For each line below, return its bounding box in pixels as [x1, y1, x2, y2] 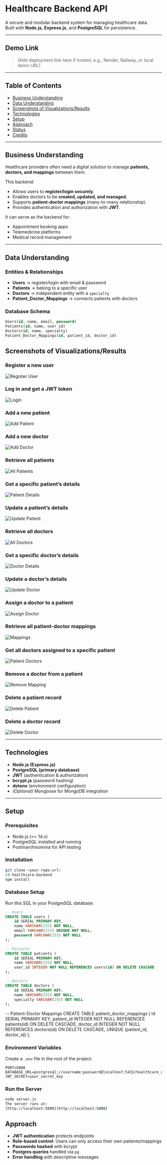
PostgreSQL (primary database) [12, 767, 80, 773]
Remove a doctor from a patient [5, 671, 83, 678]
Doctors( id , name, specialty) [5, 329, 68, 334]
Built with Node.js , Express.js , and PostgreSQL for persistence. [5, 24, 137, 30]
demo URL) [17, 62, 41, 68]
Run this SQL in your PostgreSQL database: [5, 900, 94, 906]
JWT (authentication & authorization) [12, 772, 88, 778]
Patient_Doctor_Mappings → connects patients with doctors [12, 296, 138, 302]
